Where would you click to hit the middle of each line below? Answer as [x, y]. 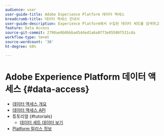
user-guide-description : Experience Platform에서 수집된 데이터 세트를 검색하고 [82, 23]
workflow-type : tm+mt [27, 38]
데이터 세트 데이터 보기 [41, 122]
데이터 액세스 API [29, 110]
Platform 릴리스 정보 [32, 129]
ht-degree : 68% [21, 46]
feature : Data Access [27, 28]
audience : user [21, 10]
